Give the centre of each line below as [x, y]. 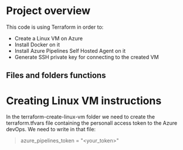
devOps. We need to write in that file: [51, 129]
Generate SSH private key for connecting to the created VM [87, 57]
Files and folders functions [56, 75]
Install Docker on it [37, 45]
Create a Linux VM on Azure [49, 38]
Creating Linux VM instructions [84, 100]
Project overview [48, 11]
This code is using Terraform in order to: [55, 27]
